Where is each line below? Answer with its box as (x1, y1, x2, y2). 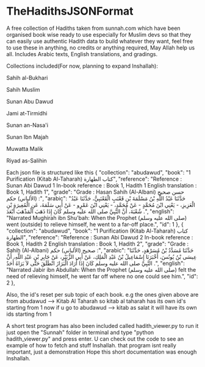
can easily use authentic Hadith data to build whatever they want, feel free (6, 37, 193, 45)
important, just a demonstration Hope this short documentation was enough (6, 348, 197, 355)
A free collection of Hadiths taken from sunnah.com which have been (6, 24, 181, 32)
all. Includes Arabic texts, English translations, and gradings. (6, 50, 157, 57)
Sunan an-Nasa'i (6, 121, 49, 129)
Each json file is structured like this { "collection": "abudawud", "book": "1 (6, 169, 191, 176)
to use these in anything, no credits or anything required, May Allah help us (6, 44, 195, 51)
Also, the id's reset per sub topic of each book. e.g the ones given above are (6, 291, 199, 298)
